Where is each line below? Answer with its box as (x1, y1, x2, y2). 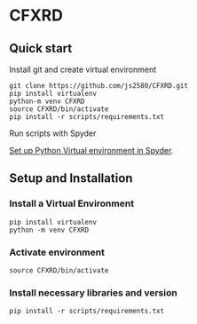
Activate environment (9, 246, 105, 258)
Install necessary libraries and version (9, 286, 177, 298)
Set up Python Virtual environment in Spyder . (9, 146, 174, 155)
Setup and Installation (9, 170, 133, 186)
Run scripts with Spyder (9, 128, 97, 138)
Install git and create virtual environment (9, 64, 157, 75)
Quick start (9, 41, 73, 56)
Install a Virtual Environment (9, 197, 135, 209)
